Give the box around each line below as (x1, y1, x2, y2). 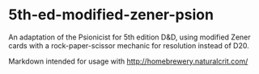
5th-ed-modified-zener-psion (8, 6, 214, 24)
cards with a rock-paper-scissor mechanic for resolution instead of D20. (8, 40, 249, 50)
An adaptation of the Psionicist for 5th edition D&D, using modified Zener (8, 32, 251, 42)
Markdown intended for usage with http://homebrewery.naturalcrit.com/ (8, 56, 248, 66)
